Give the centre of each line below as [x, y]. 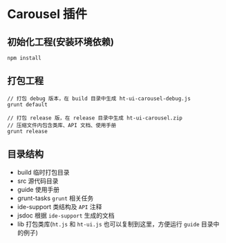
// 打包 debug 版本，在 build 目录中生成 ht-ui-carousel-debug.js [99, 98]
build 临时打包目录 [43, 172]
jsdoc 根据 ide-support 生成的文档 [66, 215]
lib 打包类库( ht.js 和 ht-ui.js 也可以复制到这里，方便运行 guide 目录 [115, 224]
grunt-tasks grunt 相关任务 [55, 198]
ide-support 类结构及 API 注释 [59, 206]
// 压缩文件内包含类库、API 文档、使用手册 [62, 125]
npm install [24, 58]
